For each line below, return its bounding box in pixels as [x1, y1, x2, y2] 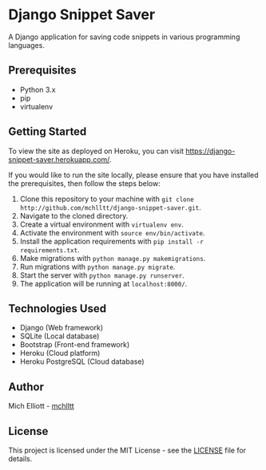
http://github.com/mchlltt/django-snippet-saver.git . [19, 202, 201, 212]
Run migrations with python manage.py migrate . [19, 262, 176, 271]
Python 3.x [19, 85, 56, 94]
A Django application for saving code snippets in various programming [8, 32, 240, 41]
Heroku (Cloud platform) [19, 349, 101, 358]
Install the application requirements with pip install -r [19, 236, 204, 246]
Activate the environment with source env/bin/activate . [19, 227, 205, 237]
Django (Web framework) [19, 323, 104, 333]
